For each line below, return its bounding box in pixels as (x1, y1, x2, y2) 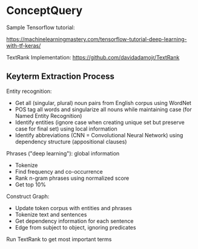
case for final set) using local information (15, 125, 117, 132)
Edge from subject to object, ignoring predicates (15, 223, 136, 231)
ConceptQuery (6, 4, 83, 18)
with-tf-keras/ (6, 42, 41, 49)
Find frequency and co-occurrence (15, 168, 103, 175)
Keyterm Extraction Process (6, 71, 115, 82)
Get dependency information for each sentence (15, 217, 134, 225)
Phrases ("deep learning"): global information (6, 149, 120, 157)
